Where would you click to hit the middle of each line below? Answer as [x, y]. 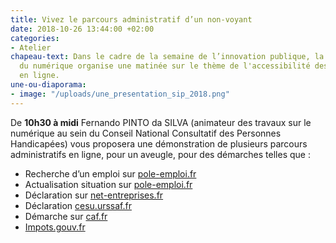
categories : [35, 38]
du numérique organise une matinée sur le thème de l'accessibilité [165, 66]
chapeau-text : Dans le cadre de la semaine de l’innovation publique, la [167, 57]
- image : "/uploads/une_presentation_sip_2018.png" [120, 94]
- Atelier [31, 47]
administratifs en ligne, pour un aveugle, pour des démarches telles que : [160, 154]
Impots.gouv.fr [55, 227]
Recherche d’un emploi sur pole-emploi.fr [110, 173]
